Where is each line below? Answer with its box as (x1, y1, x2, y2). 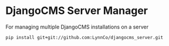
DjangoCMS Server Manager (5, 4, 148, 17)
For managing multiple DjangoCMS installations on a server (5, 23, 149, 30)
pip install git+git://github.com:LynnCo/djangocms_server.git (5, 34, 164, 40)
